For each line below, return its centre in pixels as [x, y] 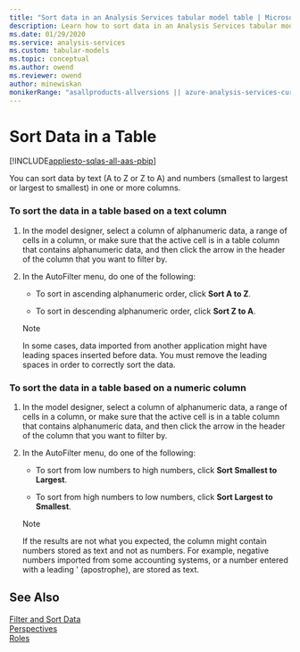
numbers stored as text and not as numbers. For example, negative [146, 551]
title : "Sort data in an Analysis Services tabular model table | [135, 17]
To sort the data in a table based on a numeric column [128, 388]
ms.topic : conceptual [50, 59]
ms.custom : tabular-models [59, 51]
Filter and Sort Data [45, 619]
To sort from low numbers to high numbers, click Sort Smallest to [156, 471]
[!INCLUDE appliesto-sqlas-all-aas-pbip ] [83, 161]
